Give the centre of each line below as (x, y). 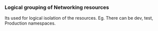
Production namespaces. (30, 23)
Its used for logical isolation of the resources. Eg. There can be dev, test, (79, 18)
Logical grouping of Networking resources (57, 7)
